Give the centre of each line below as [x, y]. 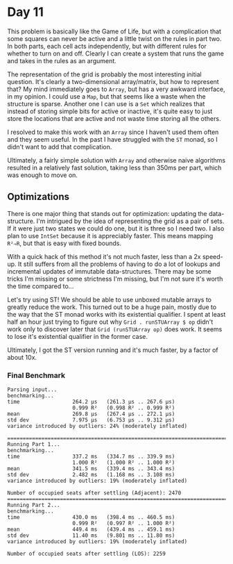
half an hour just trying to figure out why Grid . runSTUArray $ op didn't [110, 322]
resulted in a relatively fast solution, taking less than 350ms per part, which [114, 167]
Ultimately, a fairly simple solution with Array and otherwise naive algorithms [116, 160]
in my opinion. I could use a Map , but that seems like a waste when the [106, 96]
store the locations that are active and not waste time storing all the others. [114, 118]
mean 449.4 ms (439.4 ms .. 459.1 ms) [91, 530]
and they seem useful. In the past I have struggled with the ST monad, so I [112, 139]
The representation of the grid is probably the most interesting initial [105, 74]
